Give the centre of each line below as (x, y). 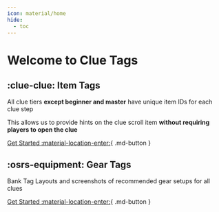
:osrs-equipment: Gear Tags (69, 164)
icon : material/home (37, 13)
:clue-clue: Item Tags (54, 85)
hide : (15, 20)
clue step (20, 109)
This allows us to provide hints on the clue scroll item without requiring (108, 122)
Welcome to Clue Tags (73, 60)
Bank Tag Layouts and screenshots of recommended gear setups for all (109, 181)
